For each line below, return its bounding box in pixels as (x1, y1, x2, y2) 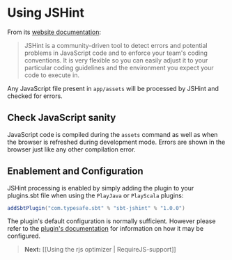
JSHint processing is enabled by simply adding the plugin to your (7, 184, 194, 192)
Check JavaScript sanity (7, 112, 116, 124)
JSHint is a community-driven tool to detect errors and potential (24, 41, 208, 49)
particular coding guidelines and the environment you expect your (24, 63, 214, 72)
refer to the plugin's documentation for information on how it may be (7, 225, 204, 233)
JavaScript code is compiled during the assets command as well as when (7, 130, 218, 138)
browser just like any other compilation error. (7, 145, 136, 154)
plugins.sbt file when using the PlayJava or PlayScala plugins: (7, 191, 184, 200)
